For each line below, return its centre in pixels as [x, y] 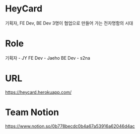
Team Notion [32, 112]
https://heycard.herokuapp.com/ [38, 92]
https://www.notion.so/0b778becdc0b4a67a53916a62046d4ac [70, 126]
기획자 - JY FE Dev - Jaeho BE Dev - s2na [48, 58]
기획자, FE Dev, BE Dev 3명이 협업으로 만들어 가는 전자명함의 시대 [69, 23]
